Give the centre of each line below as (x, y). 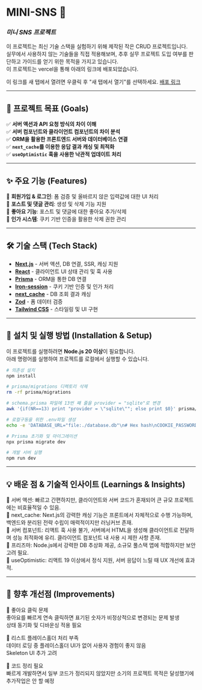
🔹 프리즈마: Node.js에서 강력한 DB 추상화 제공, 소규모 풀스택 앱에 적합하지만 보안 (101, 545)
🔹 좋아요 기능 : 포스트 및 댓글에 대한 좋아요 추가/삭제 (66, 212)
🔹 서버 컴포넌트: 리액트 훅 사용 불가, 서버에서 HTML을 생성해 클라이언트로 (92, 530)
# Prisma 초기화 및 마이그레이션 (42, 436)
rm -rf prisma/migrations (38, 392)
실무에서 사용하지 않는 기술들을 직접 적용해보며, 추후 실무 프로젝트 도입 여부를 (97, 54)
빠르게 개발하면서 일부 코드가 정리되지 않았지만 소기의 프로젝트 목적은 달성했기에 (100, 673)
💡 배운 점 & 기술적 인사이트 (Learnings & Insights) (96, 484)
